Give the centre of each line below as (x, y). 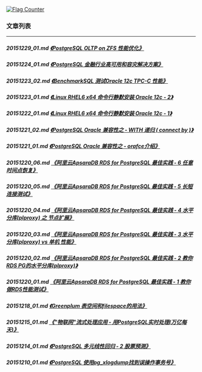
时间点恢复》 (22, 170)
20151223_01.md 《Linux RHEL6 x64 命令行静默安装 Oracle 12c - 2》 (90, 97)
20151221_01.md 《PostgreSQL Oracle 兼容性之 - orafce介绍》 (83, 146)
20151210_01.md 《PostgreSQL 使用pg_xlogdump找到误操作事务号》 (91, 362)
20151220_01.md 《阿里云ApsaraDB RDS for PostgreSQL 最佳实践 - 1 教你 (99, 282)
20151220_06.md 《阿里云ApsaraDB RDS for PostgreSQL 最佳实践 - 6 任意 (100, 162)
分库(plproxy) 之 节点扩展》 (40, 218)
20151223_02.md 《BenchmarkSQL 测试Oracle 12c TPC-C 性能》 (87, 81)
